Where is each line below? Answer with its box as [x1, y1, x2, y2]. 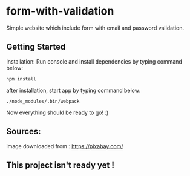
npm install [6, 76, 36, 82]
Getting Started [6, 42, 66, 52]
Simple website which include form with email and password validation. [6, 24, 185, 31]
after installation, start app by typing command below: [6, 86, 141, 94]
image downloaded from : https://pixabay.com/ [6, 142, 123, 149]
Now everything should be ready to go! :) [6, 109, 109, 116]
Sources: [6, 126, 41, 137]
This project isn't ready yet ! [6, 160, 115, 170]
